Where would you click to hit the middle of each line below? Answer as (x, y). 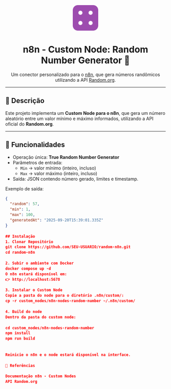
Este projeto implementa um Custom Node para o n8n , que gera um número (85, 113)
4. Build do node (24, 311)
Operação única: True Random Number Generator (66, 157)
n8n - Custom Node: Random (85, 50)
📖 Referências (20, 366)
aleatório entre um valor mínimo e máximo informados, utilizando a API (79, 118)
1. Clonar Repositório (29, 242)
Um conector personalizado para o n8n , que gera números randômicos (85, 75)
